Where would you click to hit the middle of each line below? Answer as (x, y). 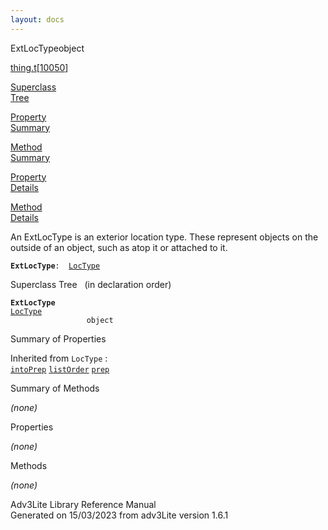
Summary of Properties (58, 338)
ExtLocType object (47, 48)
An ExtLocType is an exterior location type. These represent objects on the (164, 237)
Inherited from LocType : (59, 358)
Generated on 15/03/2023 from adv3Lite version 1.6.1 (119, 515)
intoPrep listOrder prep (60, 369)
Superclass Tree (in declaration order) (91, 284)
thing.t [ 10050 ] (39, 67)
